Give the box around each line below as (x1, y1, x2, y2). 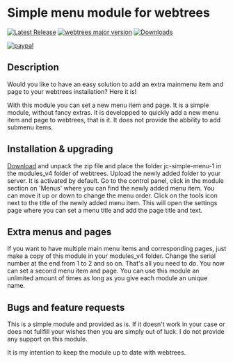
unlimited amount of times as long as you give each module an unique (7, 274, 208, 282)
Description (7, 61, 59, 74)
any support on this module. (7, 335, 88, 344)
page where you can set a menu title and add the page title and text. (7, 206, 203, 214)
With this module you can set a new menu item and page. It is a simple (7, 101, 209, 109)
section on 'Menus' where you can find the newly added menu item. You (7, 184, 215, 192)
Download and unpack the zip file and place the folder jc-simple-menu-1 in (7, 161, 221, 170)
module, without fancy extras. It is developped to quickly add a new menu (7, 108, 219, 116)
